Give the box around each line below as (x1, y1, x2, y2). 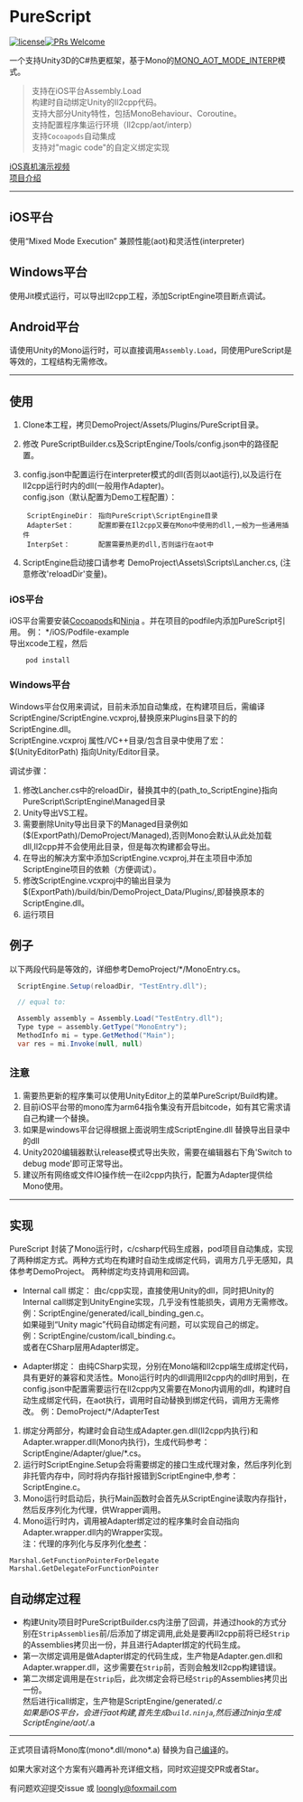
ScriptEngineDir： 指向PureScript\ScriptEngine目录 (26, 512, 218, 521)
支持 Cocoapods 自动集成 (31, 130, 116, 141)
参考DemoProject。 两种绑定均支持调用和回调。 (16, 1266, 195, 1277)
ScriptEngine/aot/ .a (22, 1717, 96, 1728)
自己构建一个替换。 (22, 1112, 95, 1123)
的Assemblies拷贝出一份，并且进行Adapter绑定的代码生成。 (22, 1639, 246, 1650)
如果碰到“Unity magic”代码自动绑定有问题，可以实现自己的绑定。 (22, 1319, 264, 1330)
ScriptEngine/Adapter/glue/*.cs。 (22, 1448, 146, 1459)
